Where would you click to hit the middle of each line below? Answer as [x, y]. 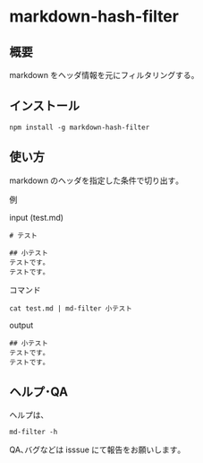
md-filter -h [34, 432]
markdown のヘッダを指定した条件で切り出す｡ [95, 180]
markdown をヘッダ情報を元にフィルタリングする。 [104, 75]
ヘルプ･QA [39, 392]
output [21, 325]
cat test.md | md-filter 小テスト [71, 308]
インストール [45, 106]
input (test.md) [37, 217]
